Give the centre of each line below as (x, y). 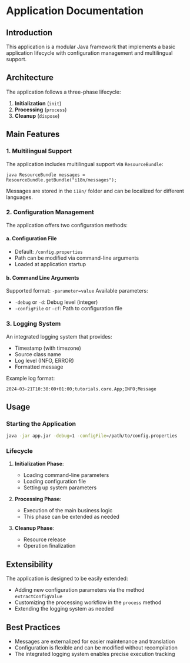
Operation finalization (49, 546)
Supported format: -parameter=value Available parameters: (77, 291)
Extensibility (29, 564)
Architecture (30, 78)
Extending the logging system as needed (64, 609)
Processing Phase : (38, 499)
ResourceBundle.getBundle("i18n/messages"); (61, 180)
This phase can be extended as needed (71, 517)
